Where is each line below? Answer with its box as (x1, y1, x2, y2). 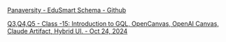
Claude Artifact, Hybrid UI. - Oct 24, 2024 (7, 27, 128, 35)
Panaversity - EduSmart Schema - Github (7, 6, 127, 14)
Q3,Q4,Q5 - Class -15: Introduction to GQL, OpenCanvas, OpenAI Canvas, (7, 20, 219, 27)
